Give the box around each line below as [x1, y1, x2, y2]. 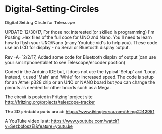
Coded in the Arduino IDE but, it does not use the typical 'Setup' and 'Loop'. [5, 68, 158, 74]
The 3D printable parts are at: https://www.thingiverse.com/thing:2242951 [5, 109, 155, 114]
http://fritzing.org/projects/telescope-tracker [5, 99, 95, 105]
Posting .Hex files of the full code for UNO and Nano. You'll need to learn [5, 34, 152, 40]
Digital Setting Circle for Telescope [5, 20, 75, 25]
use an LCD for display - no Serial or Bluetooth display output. [5, 45, 130, 50]
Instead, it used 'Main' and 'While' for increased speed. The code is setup [5, 74, 154, 80]
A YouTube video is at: [5, 118, 50, 124]
